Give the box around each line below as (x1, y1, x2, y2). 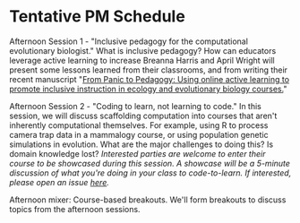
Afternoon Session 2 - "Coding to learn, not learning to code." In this (9, 100, 261, 111)
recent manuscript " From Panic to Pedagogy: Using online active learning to (9, 73, 289, 84)
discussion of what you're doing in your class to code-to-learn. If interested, (9, 167, 292, 178)
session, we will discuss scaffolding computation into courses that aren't (9, 110, 278, 121)
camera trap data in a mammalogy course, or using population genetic (9, 129, 269, 140)
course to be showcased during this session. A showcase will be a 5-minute (9, 158, 291, 168)
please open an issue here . (9, 176, 109, 187)
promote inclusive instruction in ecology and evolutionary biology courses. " (9, 83, 287, 94)
